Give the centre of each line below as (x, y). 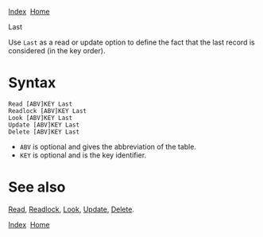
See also (37, 187)
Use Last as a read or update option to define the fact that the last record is (132, 42)
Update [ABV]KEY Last (44, 125)
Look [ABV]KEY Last (41, 118)
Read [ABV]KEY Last (41, 104)
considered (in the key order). (57, 51)
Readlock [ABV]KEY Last (48, 111)
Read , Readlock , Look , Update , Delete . (72, 209)
